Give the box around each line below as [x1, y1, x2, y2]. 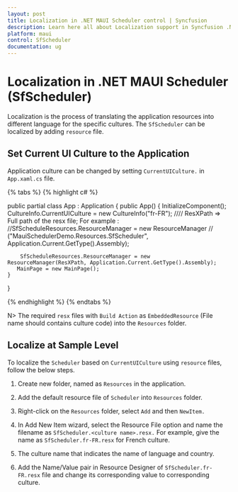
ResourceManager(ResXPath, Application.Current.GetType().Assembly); [7, 259, 217, 266]
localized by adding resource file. [7, 127, 104, 135]
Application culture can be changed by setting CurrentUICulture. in [7, 166, 205, 175]
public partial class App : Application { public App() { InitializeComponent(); [7, 201, 227, 210]
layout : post [7, 10, 46, 18]
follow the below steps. [7, 365, 76, 374]
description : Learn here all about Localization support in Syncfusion [7, 23, 223, 30]
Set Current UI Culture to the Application [7, 148, 190, 160]
